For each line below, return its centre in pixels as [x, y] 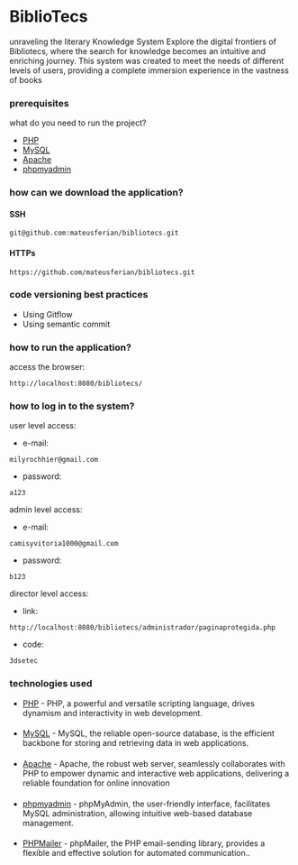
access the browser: [47, 367]
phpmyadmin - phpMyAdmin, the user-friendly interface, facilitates [146, 804]
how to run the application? [71, 347]
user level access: [43, 426]
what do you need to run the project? [78, 123]
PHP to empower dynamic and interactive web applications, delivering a [156, 773]
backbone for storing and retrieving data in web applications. [135, 743]
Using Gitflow [48, 314]
